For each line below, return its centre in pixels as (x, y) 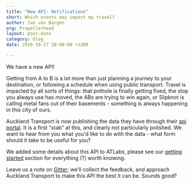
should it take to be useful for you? (48, 140)
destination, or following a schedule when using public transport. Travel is (96, 84)
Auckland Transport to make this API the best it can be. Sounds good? (92, 176)
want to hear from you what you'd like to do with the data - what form (91, 133)
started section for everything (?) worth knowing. (66, 158)
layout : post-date (29, 34)
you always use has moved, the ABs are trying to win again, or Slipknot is (95, 97)
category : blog (25, 39)
